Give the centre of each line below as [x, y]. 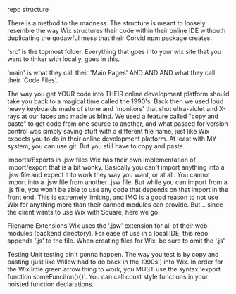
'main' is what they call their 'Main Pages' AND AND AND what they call [111, 73]
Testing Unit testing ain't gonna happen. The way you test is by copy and [113, 254]
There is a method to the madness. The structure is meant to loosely [106, 23]
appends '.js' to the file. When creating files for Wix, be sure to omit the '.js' [116, 241]
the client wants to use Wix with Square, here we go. [83, 212]
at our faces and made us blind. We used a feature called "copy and [120, 116]
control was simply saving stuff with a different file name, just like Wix [108, 131]
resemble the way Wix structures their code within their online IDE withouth [117, 31]
